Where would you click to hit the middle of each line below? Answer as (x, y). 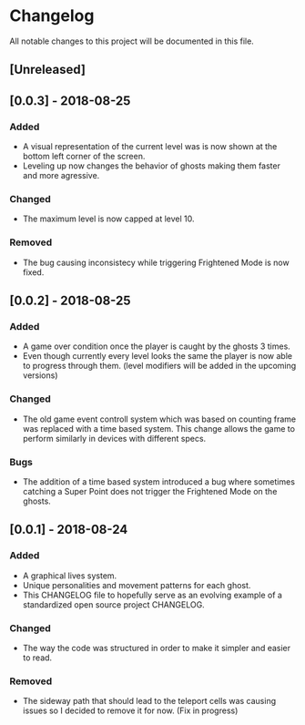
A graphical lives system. (70, 576)
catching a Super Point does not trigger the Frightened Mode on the (150, 491)
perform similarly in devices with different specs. (114, 438)
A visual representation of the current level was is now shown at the (150, 147)
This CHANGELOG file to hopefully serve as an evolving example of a (152, 595)
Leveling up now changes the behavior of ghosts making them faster (151, 166)
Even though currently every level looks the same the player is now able (158, 356)
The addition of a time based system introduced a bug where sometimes (159, 481)
